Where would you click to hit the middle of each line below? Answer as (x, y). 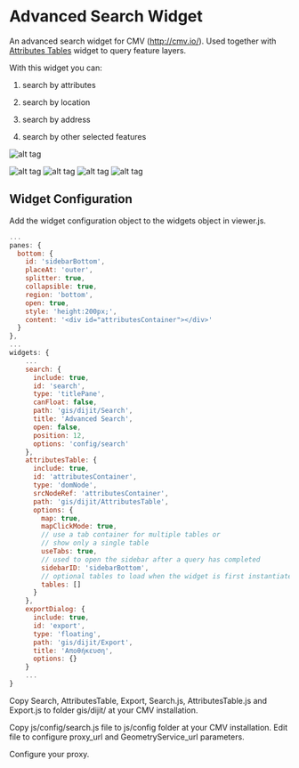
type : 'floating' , (67, 634)
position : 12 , (59, 435)
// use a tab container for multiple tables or (131, 535)
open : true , (47, 303)
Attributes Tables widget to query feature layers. (98, 50)
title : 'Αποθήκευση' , (73, 651)
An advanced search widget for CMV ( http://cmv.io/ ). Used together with (143, 41)
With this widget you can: (56, 68)
